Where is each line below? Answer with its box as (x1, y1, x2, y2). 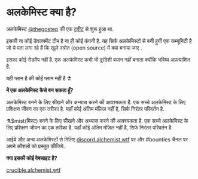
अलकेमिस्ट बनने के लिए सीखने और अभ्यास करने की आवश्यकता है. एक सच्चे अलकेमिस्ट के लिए (6, 98, 186, 106)
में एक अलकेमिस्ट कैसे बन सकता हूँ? (6, 87, 74, 94)
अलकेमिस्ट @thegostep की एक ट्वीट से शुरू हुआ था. (6, 25, 114, 32)
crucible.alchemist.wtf (6, 166, 61, 174)
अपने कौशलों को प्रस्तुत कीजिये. (6, 143, 65, 150)
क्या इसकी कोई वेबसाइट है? (6, 155, 57, 162)
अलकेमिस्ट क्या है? (6, 5, 77, 19)
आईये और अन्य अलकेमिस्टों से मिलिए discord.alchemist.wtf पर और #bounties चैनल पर (6, 135, 188, 143)
